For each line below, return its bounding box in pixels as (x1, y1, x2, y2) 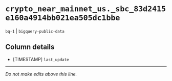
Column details (5, 43, 55, 51)
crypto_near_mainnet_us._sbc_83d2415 (5, 4, 166, 14)
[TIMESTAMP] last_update (12, 56, 69, 62)
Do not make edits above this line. (5, 71, 77, 77)
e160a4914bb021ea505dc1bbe (5, 13, 120, 23)
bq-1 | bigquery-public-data (5, 28, 65, 34)
